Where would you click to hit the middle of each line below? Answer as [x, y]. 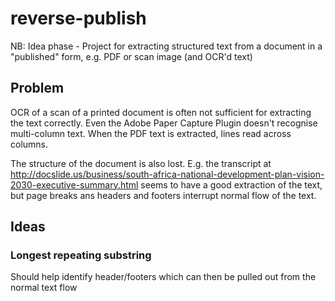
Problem [37, 88]
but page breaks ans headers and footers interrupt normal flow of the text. [163, 195]
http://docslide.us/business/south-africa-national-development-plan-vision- [167, 174]
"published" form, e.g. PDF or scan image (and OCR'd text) [131, 56]
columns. [29, 144]
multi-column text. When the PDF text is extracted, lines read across [151, 133]
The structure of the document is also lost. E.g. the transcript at [141, 163]
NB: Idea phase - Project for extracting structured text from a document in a [166, 46]
